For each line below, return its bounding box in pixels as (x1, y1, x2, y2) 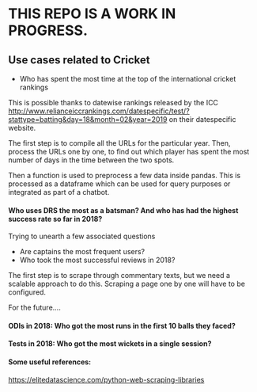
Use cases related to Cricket (8, 53, 150, 67)
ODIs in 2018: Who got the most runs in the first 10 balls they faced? (8, 321, 236, 330)
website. (8, 124, 36, 132)
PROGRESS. (8, 21, 89, 40)
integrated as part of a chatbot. (8, 188, 110, 196)
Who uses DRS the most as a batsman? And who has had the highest (8, 205, 239, 215)
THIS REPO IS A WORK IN (8, 5, 176, 23)
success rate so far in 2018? (8, 214, 103, 223)
